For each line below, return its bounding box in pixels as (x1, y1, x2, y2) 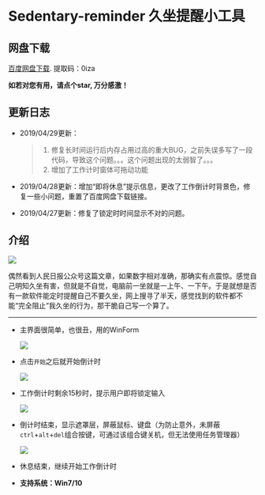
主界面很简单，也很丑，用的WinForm (19, 325, 140, 334)
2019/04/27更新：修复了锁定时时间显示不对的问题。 (19, 208, 189, 217)
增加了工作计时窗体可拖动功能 (50, 164, 148, 174)
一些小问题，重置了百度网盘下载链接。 (26, 191, 151, 201)
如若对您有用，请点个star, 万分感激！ (8, 81, 129, 89)
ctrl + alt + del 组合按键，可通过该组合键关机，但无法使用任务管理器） (19, 429, 244, 439)
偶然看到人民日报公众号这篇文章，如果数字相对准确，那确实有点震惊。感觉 (8, 270, 250, 281)
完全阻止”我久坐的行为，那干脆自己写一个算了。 (18, 300, 174, 310)
